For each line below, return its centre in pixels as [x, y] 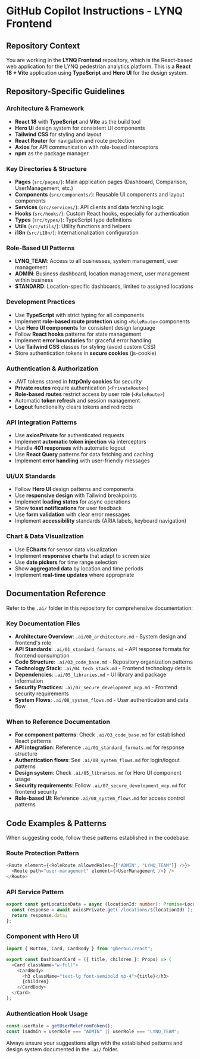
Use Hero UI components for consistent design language [85, 327]
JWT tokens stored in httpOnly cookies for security [78, 381]
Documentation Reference [56, 593]
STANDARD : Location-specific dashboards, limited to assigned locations [104, 286]
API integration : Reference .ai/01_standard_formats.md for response [99, 747]
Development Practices [41, 302]
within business [34, 280]
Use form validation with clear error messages [72, 514]
